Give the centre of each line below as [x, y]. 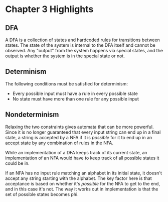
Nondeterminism [32, 115]
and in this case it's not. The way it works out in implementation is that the [82, 189]
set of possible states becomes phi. [42, 194]
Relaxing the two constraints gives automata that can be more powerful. [79, 127]
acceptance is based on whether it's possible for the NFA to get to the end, [83, 183]
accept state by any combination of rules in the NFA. [59, 143]
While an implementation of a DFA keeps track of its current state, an [76, 152]
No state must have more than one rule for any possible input [76, 98]
